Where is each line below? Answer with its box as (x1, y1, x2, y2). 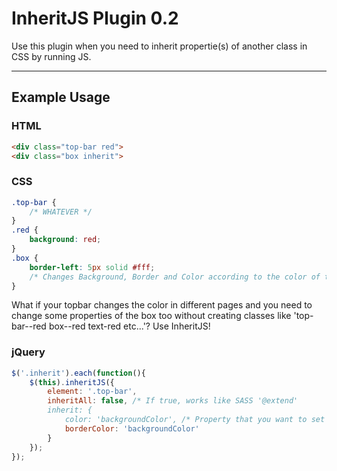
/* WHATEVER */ (29, 207, 93, 217)
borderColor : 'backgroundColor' (64, 423, 200, 434)
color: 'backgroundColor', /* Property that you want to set (64, 415, 326, 425)
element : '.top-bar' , (47, 387, 138, 397)
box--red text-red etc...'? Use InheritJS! (48, 320, 211, 332)
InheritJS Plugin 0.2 (11, 7, 179, 30)
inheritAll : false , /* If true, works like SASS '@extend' (47, 396, 299, 406)
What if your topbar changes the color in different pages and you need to (11, 299, 313, 311)
